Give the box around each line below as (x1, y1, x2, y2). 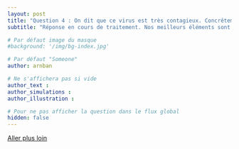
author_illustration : (7, 95, 75, 102)
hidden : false (7, 114, 50, 121)
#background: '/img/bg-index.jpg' (7, 43, 110, 50)
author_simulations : (7, 88, 72, 96)
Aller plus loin (7, 134, 48, 143)
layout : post (7, 10, 46, 18)
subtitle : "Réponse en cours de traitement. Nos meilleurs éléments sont (7, 23, 231, 31)
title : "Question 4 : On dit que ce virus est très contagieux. (7, 17, 202, 24)
